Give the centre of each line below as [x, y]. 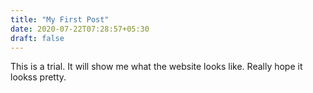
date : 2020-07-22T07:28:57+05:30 [80, 29]
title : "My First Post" [60, 19]
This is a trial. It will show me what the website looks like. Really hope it [156, 67]
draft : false [37, 38]
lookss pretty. [38, 77]
